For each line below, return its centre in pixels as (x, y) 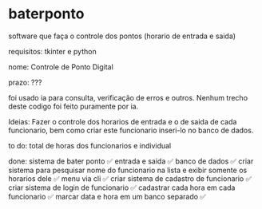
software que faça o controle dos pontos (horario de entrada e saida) (122, 36)
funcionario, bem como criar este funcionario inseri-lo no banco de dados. (131, 130)
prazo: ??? (25, 82)
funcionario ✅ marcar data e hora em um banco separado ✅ (107, 196)
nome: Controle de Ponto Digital (61, 67)
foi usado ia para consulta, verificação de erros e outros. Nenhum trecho (128, 97)
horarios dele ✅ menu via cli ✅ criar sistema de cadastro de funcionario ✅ (130, 178)
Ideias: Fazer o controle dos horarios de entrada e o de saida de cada (123, 121)
